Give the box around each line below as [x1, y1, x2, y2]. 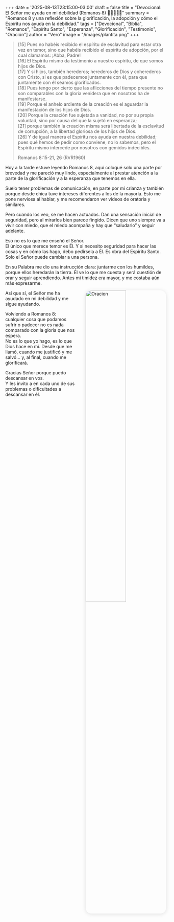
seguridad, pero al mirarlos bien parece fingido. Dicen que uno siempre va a [5, 217, 165, 223]
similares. [5, 201, 26, 208]
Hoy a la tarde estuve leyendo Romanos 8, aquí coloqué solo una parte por [5, 165, 162, 170]
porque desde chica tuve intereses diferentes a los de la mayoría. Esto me [5, 191, 161, 196]
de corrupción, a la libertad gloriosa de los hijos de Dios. [17, 128, 137, 134]
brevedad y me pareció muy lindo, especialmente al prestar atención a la [5, 170, 158, 176]
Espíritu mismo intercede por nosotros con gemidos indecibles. [17, 145, 151, 150]
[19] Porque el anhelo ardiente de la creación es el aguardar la [17, 101, 148, 107]
